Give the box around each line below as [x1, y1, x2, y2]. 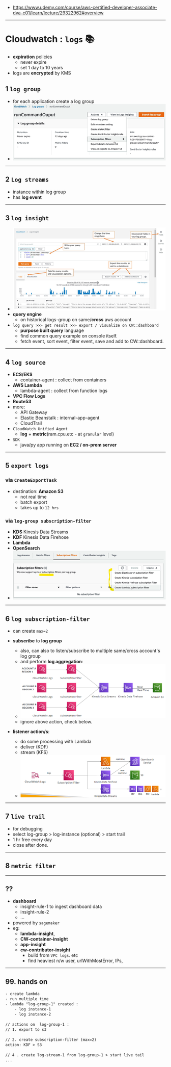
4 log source [5, 358, 46, 367]
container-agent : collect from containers [20, 377, 107, 383]
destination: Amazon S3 [12, 488, 64, 494]
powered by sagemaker [12, 920, 60, 926]
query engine [12, 311, 42, 318]
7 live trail [5, 812, 45, 821]
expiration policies [12, 54, 52, 60]
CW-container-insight [20, 936, 68, 942]
